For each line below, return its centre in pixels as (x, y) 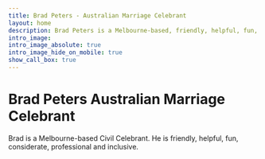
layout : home (30, 23)
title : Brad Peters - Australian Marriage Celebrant (97, 16)
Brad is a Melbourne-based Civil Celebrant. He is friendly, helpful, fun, (123, 138)
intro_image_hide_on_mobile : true (66, 52)
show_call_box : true (43, 60)
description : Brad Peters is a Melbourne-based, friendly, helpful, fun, (133, 30)
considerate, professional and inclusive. (74, 146)
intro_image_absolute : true (55, 45)
